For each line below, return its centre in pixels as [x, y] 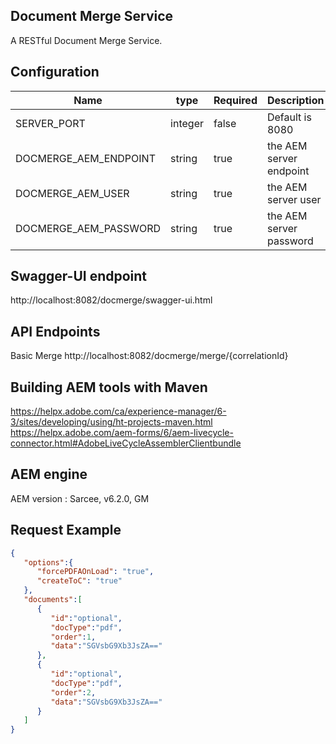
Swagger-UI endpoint [79, 276]
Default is [289, 117]
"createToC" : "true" [79, 581]
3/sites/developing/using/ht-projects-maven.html [111, 422]
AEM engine [49, 474]
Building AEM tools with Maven [109, 387]
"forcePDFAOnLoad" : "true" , [95, 572]
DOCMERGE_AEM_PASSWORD [88, 228]
